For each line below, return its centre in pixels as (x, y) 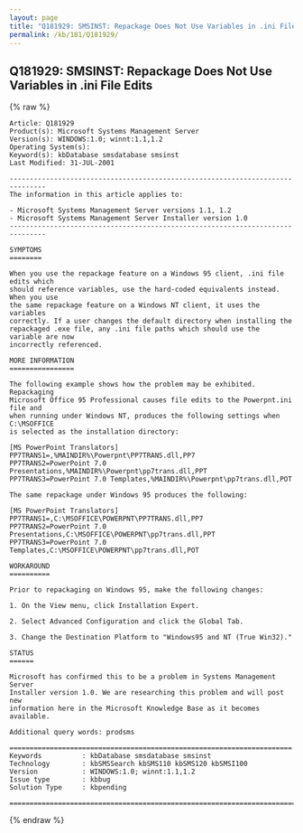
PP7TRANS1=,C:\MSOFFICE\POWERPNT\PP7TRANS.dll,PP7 (106, 519)
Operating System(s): (50, 147)
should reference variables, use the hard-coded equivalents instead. (145, 290)
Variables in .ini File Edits (81, 85)
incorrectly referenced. (56, 345)
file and (26, 408)
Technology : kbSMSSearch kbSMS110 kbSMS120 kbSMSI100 (129, 764)
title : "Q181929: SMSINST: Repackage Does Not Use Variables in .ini (143, 26)
